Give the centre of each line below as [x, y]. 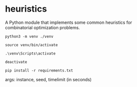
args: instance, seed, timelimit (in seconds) [48, 79]
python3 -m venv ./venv [29, 36]
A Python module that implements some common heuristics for [68, 22]
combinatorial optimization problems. [43, 27]
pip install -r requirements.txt [39, 70]
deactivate [16, 62]
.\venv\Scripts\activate [30, 53]
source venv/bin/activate [31, 45]
